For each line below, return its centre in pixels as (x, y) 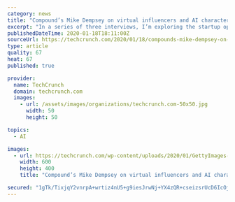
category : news (29, 14)
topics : (19, 130)
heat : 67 (20, 59)
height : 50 (42, 117)
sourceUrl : (23, 40)
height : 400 (37, 168)
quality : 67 (24, 53)
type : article (28, 46)
